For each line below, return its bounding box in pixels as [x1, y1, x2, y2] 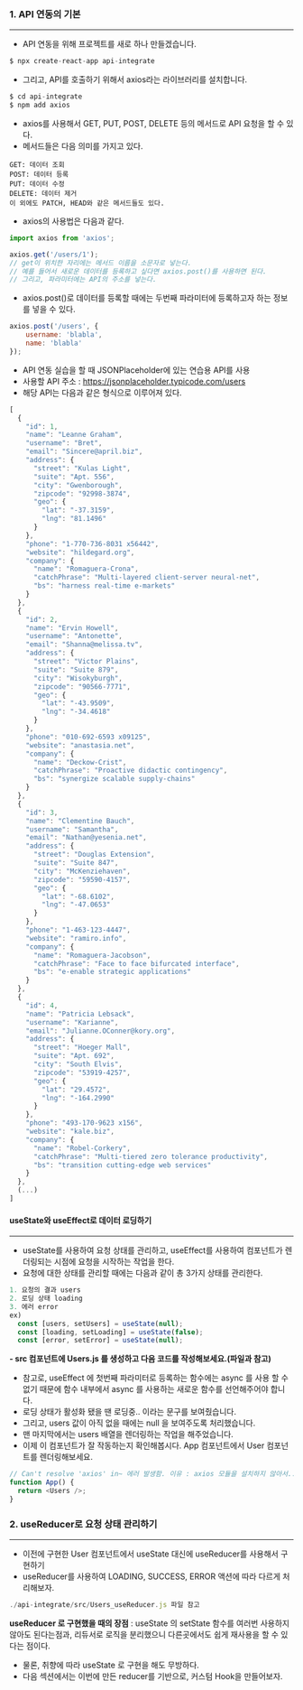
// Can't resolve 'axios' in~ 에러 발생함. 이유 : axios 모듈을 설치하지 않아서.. [9, 1470, 297, 1479]
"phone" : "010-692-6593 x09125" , [25, 732, 151, 741]
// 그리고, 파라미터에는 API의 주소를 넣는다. [9, 275, 157, 284]
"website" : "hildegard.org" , [25, 548, 135, 557]
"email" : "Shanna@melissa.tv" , [25, 640, 143, 649]
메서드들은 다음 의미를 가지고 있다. [22, 140, 143, 151]
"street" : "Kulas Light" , [32, 463, 131, 473]
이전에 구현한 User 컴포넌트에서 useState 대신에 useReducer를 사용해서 [22, 1548, 280, 1559]
